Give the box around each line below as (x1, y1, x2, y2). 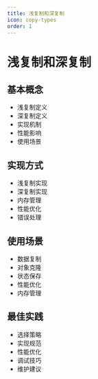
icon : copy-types (7, 16, 57, 23)
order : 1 (7, 23, 32, 29)
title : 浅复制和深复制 (7, 10, 65, 17)
